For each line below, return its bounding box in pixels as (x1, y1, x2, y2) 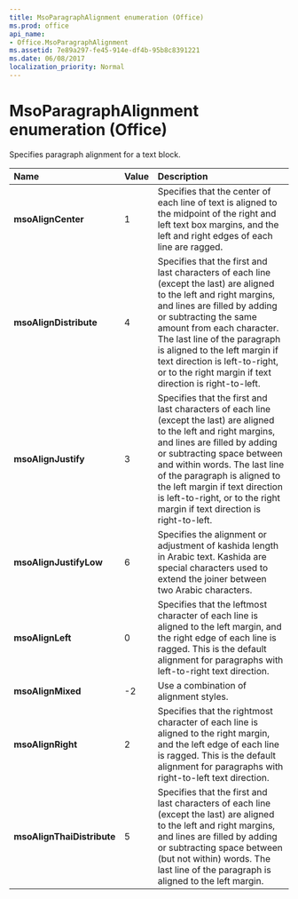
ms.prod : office (9, 21, 69, 30)
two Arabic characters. (157, 584, 253, 596)
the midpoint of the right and (157, 207, 277, 219)
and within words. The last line (157, 458, 285, 471)
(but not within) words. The (157, 852, 271, 864)
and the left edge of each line (157, 738, 279, 751)
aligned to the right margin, (157, 727, 271, 739)
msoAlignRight (13, 738, 78, 751)
